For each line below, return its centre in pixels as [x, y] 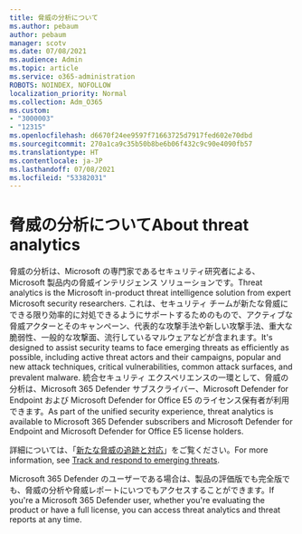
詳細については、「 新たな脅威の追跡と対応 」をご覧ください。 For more [139, 450]
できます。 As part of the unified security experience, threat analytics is [142, 412]
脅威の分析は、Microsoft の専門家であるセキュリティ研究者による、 [135, 272]
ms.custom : [30, 110]
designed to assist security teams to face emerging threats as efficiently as [149, 348]
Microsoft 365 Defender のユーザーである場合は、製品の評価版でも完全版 [146, 479]
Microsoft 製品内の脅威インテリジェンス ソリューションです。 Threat [136, 282]
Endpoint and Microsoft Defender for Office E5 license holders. [127, 432]
